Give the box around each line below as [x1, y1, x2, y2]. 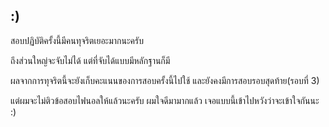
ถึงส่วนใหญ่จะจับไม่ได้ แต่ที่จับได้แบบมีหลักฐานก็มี [10, 54, 171, 66]
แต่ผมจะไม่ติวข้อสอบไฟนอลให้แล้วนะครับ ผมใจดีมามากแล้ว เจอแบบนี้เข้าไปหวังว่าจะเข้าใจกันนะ [10, 94, 320, 106]
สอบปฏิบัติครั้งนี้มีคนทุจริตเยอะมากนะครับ [10, 34, 144, 46]
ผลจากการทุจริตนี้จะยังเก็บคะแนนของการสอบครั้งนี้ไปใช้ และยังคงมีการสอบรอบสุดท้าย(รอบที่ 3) [10, 74, 320, 86]
